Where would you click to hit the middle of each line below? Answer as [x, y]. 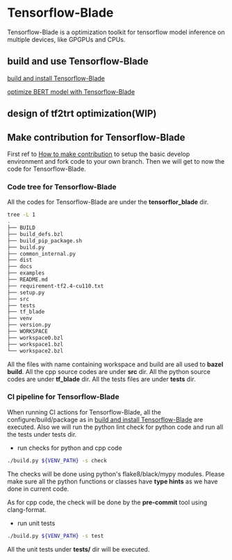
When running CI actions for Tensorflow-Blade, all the [84, 412]
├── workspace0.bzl [35, 338]
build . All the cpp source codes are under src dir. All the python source [109, 371]
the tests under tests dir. [42, 434]
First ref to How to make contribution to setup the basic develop [99, 154]
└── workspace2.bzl [35, 351]
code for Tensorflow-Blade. [47, 169]
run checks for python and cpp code [70, 448]
